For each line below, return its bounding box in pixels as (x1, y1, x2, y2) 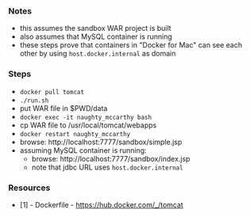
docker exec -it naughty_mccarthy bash (19, 113, 152, 121)
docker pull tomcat (19, 88, 85, 96)
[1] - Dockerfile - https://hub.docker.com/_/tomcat (19, 200, 184, 209)
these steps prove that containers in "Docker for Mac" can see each (19, 40, 243, 50)
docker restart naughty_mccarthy (19, 130, 131, 138)
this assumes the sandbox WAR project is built (19, 24, 172, 33)
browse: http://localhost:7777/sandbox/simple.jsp (19, 137, 183, 147)
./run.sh (19, 97, 49, 105)
